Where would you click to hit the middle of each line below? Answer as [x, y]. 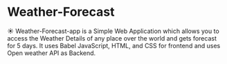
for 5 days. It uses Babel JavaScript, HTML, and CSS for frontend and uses [114, 45]
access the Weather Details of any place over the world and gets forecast [112, 38]
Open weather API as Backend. [52, 53]
